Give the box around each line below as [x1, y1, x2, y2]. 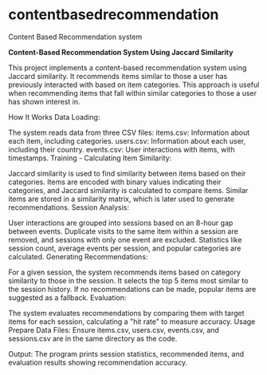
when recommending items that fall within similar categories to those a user [8, 88, 257, 97]
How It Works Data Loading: [8, 112, 100, 121]
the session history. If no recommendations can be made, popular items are [8, 284, 257, 294]
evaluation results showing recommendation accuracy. [8, 357, 188, 367]
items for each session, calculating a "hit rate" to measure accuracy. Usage [8, 317, 256, 326]
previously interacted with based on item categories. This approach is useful [8, 80, 260, 89]
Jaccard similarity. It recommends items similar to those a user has [8, 71, 228, 81]
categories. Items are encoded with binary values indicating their [8, 177, 222, 187]
